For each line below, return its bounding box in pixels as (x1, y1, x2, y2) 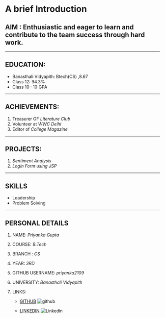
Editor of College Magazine (12, 126, 68, 132)
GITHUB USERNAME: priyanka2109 (12, 270, 84, 276)
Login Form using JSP (12, 163, 57, 169)
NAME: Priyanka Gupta (12, 232, 59, 238)
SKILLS (5, 182, 28, 190)
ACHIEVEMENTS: (5, 103, 60, 111)
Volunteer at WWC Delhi (12, 121, 61, 127)
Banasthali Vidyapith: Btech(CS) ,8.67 (12, 73, 88, 79)
